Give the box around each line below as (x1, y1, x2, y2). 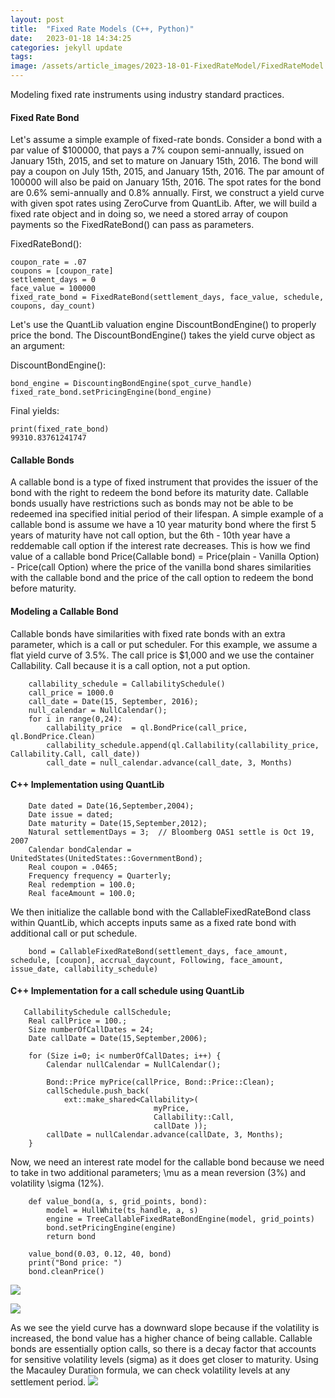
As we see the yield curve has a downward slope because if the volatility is (10, 1322, 320, 1334)
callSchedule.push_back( (46, 1086, 150, 1096)
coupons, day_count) (10, 301, 97, 311)
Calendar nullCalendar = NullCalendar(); (46, 1060, 222, 1070)
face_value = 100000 (10, 284, 97, 294)
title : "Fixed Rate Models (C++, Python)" (10, 24, 195, 34)
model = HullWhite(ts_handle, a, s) (46, 1206, 199, 1216)
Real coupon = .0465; (28, 862, 118, 872)
